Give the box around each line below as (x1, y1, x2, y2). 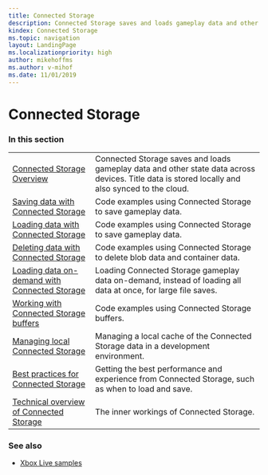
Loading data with (12, 219, 80, 230)
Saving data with (12, 196, 75, 207)
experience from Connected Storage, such (95, 374, 255, 385)
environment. (95, 351, 145, 362)
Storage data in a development (95, 340, 210, 351)
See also (8, 440, 42, 451)
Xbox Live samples (19, 458, 82, 468)
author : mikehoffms (8, 57, 73, 65)
